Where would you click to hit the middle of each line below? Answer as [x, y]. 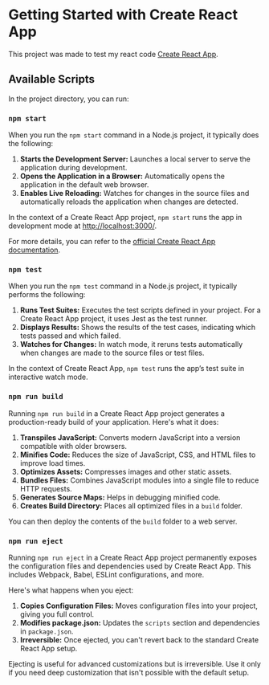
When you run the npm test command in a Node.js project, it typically [123, 286]
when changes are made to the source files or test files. [112, 353]
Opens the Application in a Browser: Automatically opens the [122, 176]
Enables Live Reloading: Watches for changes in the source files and [134, 194]
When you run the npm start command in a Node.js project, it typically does [134, 135]
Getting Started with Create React [123, 15]
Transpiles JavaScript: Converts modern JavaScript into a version [130, 437]
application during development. [73, 168]
